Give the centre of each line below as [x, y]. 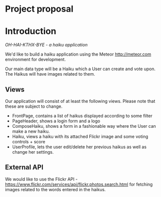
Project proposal [39, 9]
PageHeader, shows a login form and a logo [56, 121]
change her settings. [33, 152]
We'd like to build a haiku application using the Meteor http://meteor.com [78, 54]
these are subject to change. [34, 106]
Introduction [31, 31]
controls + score [29, 141]
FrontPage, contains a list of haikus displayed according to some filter [82, 116]
